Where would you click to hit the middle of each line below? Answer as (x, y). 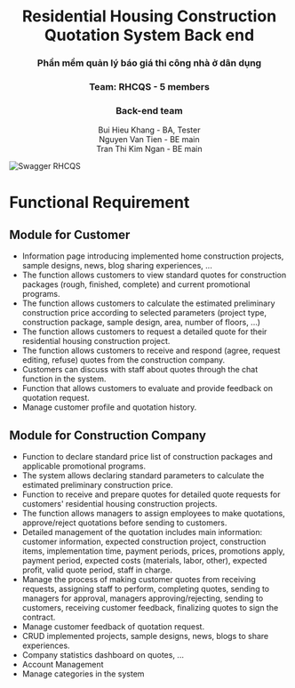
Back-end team (149, 110)
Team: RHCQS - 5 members (149, 87)
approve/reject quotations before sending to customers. (124, 523)
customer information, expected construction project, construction (144, 542)
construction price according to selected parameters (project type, (144, 313)
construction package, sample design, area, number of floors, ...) (141, 323)
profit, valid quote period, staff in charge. (97, 570)
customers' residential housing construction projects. (120, 504)
